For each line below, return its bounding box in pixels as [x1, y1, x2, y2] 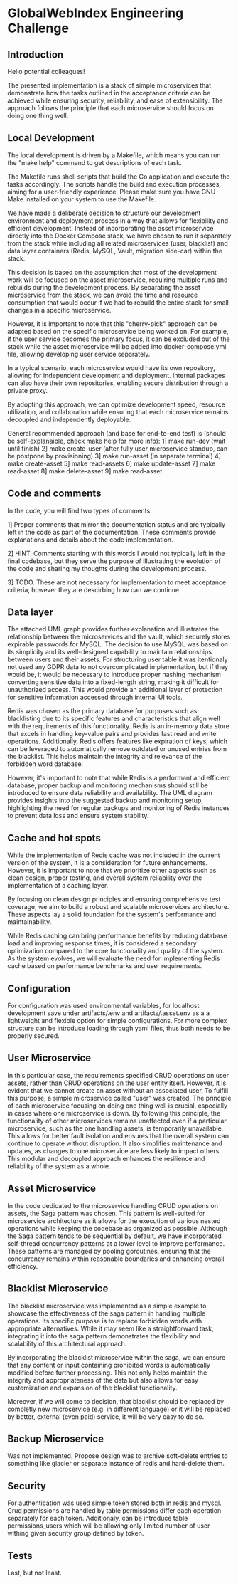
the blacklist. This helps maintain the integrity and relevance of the [7, 752, 202, 761]
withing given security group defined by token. [7, 1529, 144, 1538]
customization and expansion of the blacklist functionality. [7, 1383, 178, 1392]
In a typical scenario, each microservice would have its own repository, [7, 363, 215, 372]
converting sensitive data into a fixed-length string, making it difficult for [7, 678, 219, 686]
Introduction [7, 48, 64, 61]
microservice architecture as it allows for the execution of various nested [7, 1216, 221, 1225]
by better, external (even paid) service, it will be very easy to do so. [7, 1412, 205, 1421]
